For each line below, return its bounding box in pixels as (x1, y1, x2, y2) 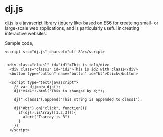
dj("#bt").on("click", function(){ (14, 105, 87, 111)
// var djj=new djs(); (14, 84, 61, 89)
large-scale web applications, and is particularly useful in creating (5, 25, 139, 31)
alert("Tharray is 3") (23, 114, 70, 119)
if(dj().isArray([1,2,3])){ (18, 110, 77, 115)
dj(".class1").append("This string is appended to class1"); (14, 97, 142, 102)
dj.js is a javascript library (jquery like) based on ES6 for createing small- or (5, 20, 159, 26)
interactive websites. (5, 30, 47, 36)
